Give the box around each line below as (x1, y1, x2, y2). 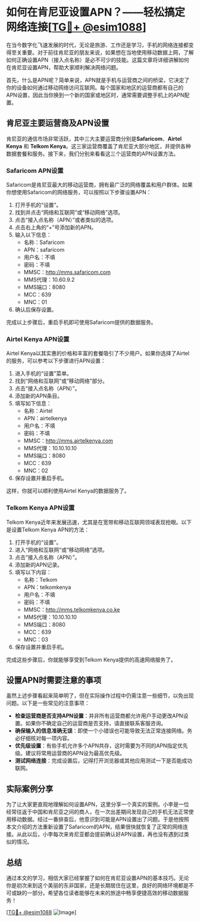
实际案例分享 (6, 784, 54, 794)
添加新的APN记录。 (14, 561, 62, 568)
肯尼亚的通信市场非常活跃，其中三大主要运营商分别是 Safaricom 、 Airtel (6, 135, 182, 142)
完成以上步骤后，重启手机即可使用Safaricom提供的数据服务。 (6, 319, 157, 326)
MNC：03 (23, 636, 49, 643)
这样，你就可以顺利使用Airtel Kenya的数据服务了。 (6, 487, 130, 494)
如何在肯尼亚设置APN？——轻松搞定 (6, 5, 186, 19)
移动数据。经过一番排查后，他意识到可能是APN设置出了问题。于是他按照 (11, 816, 189, 823)
